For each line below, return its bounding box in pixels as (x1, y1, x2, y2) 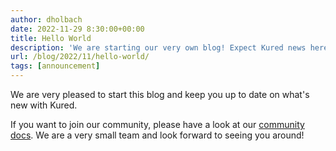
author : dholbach (10, 14, 83, 25)
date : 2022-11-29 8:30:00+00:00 (10, 24, 145, 34)
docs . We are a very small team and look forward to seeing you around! (10, 129, 305, 141)
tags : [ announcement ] (10, 61, 101, 71)
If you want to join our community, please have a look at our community (10, 119, 305, 130)
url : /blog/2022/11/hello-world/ (10, 52, 150, 62)
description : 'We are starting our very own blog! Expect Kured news (10, 42, 307, 53)
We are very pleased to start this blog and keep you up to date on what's (10, 89, 310, 100)
